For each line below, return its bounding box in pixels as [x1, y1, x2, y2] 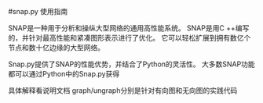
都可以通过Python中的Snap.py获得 [8, 69, 120, 78]
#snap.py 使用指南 [8, 7, 68, 16]
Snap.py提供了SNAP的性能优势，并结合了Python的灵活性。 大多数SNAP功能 [8, 59, 255, 69]
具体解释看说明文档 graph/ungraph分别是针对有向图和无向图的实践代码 [8, 86, 238, 95]
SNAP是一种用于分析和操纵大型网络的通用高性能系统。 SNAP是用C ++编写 [8, 23, 250, 33]
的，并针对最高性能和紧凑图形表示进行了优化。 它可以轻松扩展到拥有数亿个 [8, 34, 251, 42]
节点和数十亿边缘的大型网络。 [8, 43, 104, 52]
